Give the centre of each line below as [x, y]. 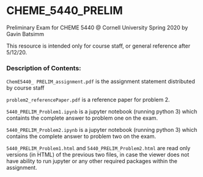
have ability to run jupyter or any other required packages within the [92, 161]
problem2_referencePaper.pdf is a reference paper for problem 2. [88, 100]
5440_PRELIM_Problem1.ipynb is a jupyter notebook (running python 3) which [102, 112]
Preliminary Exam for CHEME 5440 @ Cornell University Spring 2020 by [97, 27]
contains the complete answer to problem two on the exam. [81, 136]
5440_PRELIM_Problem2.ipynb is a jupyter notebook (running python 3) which [102, 130]
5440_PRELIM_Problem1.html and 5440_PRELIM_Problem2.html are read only [98, 148]
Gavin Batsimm [25, 34]
